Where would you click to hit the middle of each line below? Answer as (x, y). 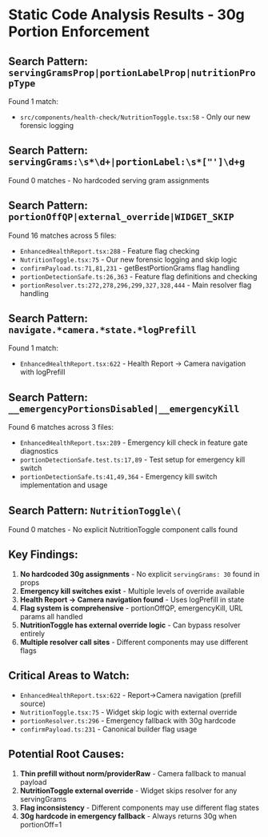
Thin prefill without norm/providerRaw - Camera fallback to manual (133, 773)
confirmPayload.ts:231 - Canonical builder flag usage (108, 729)
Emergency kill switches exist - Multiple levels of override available (132, 591)
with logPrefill (42, 372)
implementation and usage (64, 485)
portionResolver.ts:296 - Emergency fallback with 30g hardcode (128, 720)
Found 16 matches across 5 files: (62, 235)
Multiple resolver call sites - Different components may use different (134, 642)
